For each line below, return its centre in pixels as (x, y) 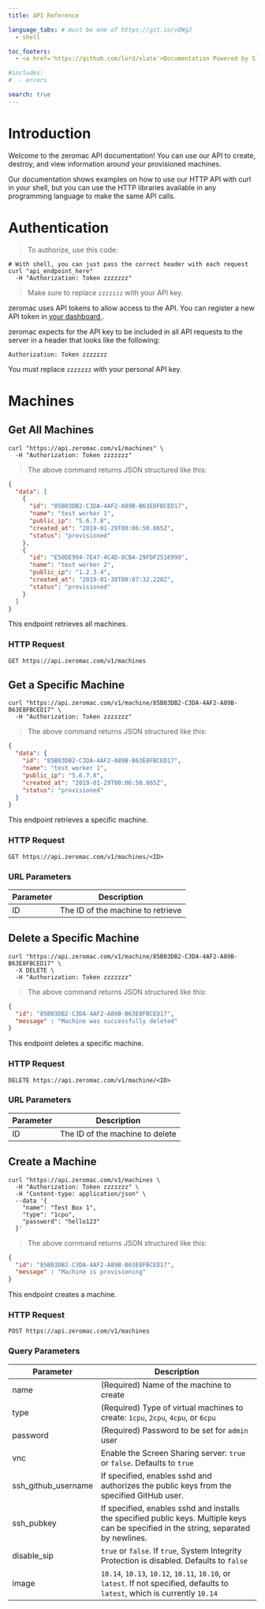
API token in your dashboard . (56, 316)
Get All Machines (51, 430)
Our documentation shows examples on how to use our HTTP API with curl (130, 179)
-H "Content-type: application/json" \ (81, 1194)
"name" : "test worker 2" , (71, 565)
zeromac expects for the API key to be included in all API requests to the (125, 332)
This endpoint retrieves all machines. (68, 624)
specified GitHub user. (142, 1495)
